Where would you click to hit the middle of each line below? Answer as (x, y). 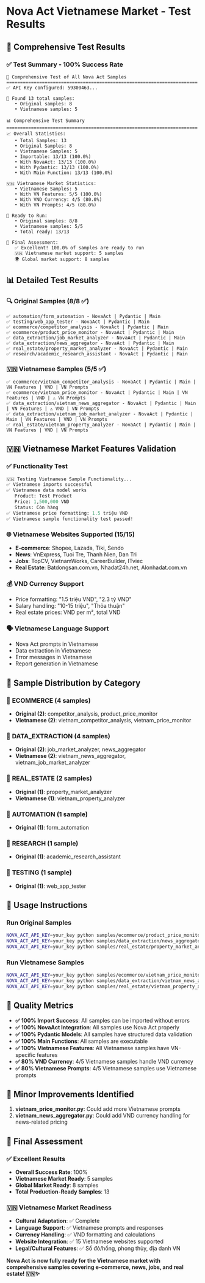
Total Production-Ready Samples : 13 (62, 1192)
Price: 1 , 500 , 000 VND (42, 502)
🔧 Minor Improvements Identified (70, 1095)
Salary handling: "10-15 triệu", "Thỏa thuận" (70, 606)
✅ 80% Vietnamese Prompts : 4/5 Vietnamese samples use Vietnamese (106, 1068)
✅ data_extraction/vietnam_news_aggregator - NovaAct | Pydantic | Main (101, 403)
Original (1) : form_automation (52, 828)
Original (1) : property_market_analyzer (63, 792)
